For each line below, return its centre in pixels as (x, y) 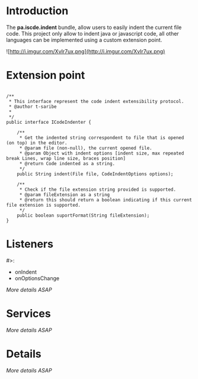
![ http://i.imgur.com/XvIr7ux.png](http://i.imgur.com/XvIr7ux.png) (86, 51)
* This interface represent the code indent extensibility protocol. (96, 101)
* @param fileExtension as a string (65, 195)
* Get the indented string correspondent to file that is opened (102, 137)
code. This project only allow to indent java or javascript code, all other (92, 33)
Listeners (30, 244)
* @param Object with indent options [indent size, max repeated (102, 153)
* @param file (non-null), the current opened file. (86, 148)
